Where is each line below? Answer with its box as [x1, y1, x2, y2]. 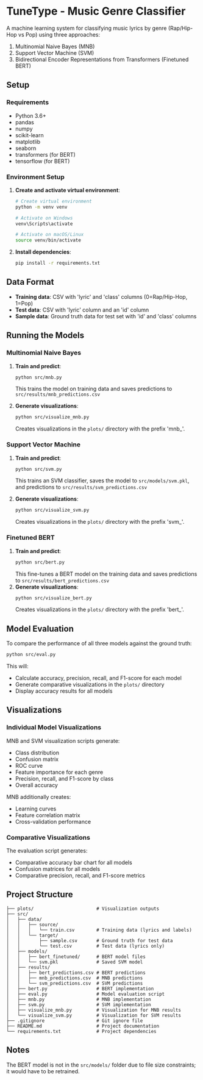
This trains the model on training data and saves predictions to [15, 385, 173, 393]
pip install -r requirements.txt [15, 260, 101, 266]
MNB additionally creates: [6, 793, 71, 800]
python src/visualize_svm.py [15, 507, 90, 513]
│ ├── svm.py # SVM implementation [6, 1001, 151, 1007]
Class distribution [15, 749, 60, 756]
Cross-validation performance [15, 818, 91, 825]
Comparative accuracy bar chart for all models [15, 859, 132, 867]
